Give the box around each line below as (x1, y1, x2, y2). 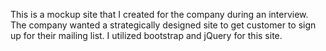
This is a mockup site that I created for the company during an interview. (10, 9, 309, 20)
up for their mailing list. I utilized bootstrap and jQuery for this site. (10, 30, 283, 41)
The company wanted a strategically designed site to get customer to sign (10, 19, 317, 31)
